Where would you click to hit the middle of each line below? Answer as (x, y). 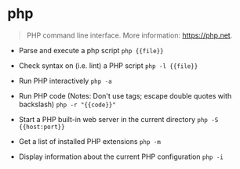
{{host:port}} (42, 127)
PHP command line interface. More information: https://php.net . (129, 35)
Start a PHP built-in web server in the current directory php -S (118, 119)
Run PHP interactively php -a (65, 81)
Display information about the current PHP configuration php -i (121, 156)
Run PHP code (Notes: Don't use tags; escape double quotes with (125, 95)
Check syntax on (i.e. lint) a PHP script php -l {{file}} (108, 65)
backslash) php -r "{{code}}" (67, 104)
